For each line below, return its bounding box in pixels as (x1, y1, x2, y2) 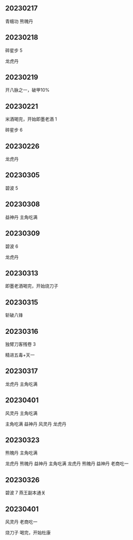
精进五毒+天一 (5, 352, 35, 358)
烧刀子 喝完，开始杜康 (5, 529, 51, 535)
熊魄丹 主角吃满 (5, 450, 38, 456)
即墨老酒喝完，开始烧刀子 (5, 283, 58, 289)
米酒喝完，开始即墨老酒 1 (5, 116, 57, 122)
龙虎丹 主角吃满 (5, 381, 38, 387)
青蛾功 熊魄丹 (5, 18, 33, 24)
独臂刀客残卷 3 (5, 341, 36, 347)
